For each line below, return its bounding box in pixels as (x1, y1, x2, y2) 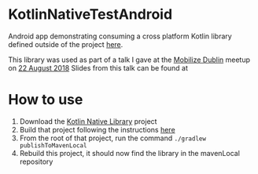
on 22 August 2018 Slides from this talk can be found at (8, 63, 189, 72)
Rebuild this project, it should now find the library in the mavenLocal (19, 148, 240, 158)
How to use (8, 91, 83, 109)
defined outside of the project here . (8, 39, 123, 49)
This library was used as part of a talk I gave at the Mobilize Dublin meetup (8, 55, 250, 64)
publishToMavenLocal (19, 141, 87, 150)
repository (19, 157, 53, 166)
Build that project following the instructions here (19, 125, 175, 134)
